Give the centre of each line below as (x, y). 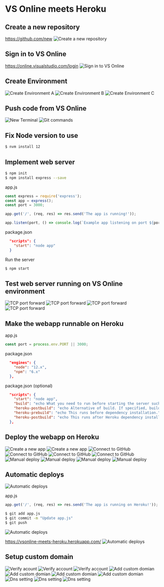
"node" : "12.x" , (31, 367)
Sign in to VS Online (36, 54)
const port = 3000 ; (25, 205)
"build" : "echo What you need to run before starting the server (82, 404)
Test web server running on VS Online (64, 284)
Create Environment (36, 81)
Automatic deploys (35, 474)
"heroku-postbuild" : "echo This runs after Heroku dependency (78, 417)
